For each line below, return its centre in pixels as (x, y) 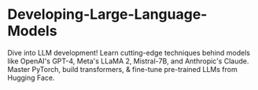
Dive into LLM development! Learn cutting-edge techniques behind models (129, 52)
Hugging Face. (31, 77)
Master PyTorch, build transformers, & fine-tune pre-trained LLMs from (122, 69)
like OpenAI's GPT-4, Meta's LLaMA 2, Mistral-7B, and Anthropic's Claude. (128, 61)
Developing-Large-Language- (107, 14)
